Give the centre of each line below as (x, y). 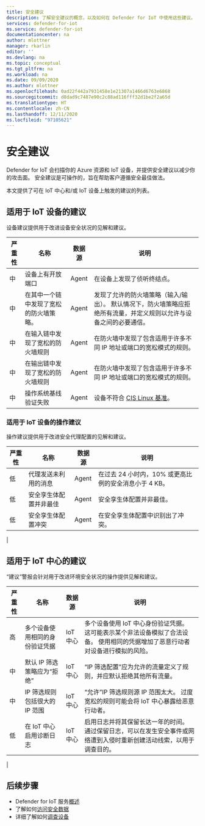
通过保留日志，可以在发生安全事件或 (136, 731)
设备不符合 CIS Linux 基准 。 (134, 398)
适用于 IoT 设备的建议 (46, 212)
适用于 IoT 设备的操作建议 (44, 422)
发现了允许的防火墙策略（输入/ (138, 295)
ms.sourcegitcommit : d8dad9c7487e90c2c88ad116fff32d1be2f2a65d (88, 97)
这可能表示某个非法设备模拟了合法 (133, 632)
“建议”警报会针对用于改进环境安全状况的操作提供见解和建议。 (84, 577)
